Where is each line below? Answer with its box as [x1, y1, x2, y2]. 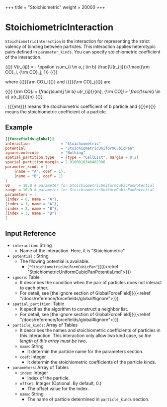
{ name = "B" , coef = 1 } [14, 173, 64, 179]
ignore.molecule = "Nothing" [5, 150, 85, 155]
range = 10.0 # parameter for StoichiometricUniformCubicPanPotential [5, 187, 155, 193]
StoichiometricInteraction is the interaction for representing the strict [5, 38, 150, 44]
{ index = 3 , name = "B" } [5, 211, 57, 216]
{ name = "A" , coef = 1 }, [14, 169, 66, 174]
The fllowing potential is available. [19, 258, 89, 264]
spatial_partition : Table [12, 301, 65, 307]
